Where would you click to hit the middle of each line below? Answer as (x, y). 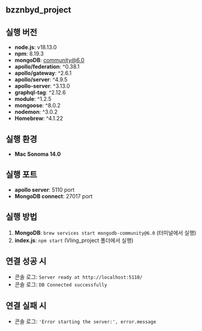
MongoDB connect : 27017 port (53, 196)
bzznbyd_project (38, 10)
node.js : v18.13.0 (36, 47)
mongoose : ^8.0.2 (37, 105)
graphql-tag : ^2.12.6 (40, 92)
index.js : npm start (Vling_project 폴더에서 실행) (74, 240)
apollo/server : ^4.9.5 (41, 80)
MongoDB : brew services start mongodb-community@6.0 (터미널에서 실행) (105, 232)
